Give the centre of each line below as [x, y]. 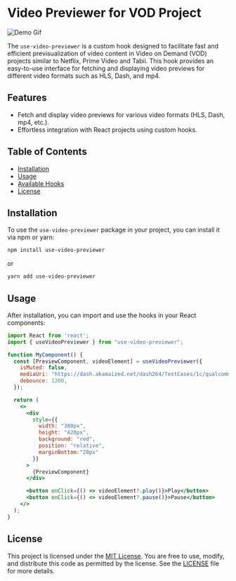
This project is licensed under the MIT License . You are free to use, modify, [116, 556]
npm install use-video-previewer [56, 251]
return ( [26, 400]
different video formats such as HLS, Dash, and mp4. [84, 76]
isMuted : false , [44, 368]
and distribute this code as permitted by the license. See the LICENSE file [113, 563]
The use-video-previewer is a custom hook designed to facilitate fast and [113, 46]
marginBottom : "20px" [68, 452]
